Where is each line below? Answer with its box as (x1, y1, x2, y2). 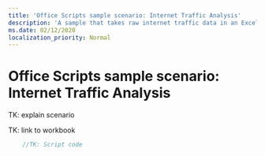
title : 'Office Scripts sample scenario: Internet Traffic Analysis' (8, 11, 242, 20)
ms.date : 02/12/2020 (8, 26, 77, 34)
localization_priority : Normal (8, 33, 111, 42)
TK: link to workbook (8, 125, 76, 135)
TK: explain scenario (8, 110, 75, 120)
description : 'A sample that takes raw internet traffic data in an (8, 19, 238, 27)
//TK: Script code (22, 141, 83, 149)
